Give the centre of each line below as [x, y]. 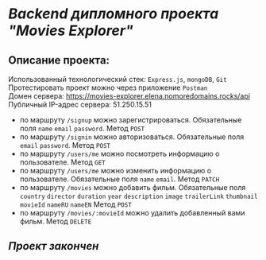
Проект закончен [54, 246]
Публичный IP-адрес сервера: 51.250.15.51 [80, 105]
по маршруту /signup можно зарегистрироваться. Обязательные [131, 120]
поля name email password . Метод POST [82, 128]
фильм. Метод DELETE [56, 221]
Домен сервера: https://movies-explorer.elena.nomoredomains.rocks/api [129, 96]
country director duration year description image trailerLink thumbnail [139, 196]
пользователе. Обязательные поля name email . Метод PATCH [120, 179]
